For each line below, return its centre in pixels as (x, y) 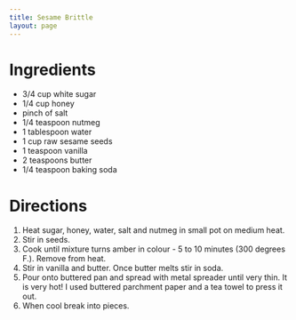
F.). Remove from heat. (64, 259)
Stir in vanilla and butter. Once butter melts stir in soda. (123, 268)
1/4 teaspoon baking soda (69, 170)
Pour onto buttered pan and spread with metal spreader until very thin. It (154, 277)
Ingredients (52, 70)
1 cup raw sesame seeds (67, 141)
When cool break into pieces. (76, 306)
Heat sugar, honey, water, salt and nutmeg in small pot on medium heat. (153, 230)
